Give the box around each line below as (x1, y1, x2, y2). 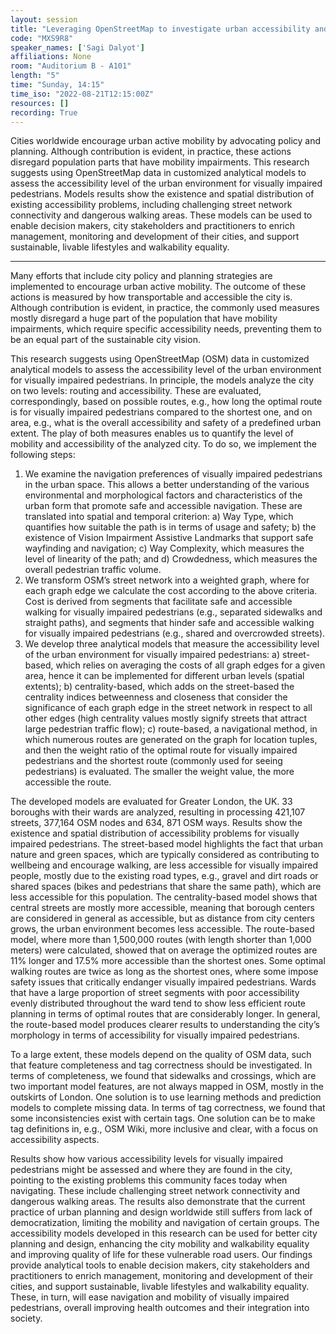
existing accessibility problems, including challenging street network (10, 199, 293, 211)
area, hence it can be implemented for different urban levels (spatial (24, 670, 305, 682)
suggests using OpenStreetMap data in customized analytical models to (10, 167, 307, 179)
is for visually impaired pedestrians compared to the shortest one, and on (10, 406, 313, 418)
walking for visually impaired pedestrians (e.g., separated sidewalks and (24, 606, 323, 618)
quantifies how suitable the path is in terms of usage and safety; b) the (24, 521, 317, 533)
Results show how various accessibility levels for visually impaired (10, 1153, 284, 1165)
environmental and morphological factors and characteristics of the (24, 489, 303, 501)
